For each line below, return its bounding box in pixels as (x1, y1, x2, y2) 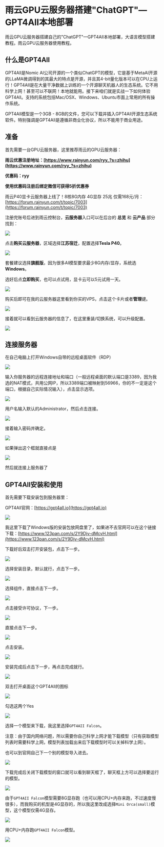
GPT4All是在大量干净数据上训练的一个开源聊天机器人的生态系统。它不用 (13, 82, 158, 88)
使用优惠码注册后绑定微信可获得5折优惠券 (5, 183, 89, 189)
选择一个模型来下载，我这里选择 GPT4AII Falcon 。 (5, 723, 104, 729)
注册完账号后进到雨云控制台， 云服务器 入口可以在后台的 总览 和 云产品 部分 (5, 214, 155, 220)
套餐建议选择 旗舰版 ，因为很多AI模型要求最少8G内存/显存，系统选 (5, 259, 137, 265)
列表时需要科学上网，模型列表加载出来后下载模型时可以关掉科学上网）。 (5, 739, 148, 745)
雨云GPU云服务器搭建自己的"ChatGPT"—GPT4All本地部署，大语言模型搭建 (5, 34, 155, 40)
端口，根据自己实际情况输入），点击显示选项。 (5, 386, 97, 392)
